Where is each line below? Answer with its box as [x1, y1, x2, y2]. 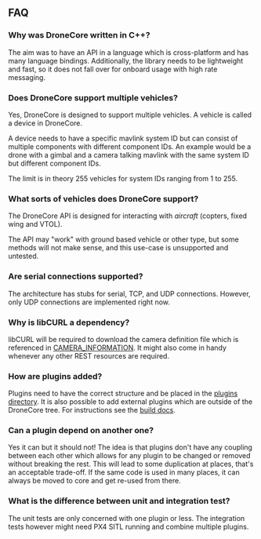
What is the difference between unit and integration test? [8, 496, 230, 507]
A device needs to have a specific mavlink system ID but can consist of [8, 133, 238, 143]
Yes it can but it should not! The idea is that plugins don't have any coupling [8, 442, 253, 452]
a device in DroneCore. [8, 118, 83, 128]
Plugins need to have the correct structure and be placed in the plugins [8, 388, 238, 399]
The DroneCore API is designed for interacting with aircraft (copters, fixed [8, 211, 248, 220]
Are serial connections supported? [8, 271, 143, 282]
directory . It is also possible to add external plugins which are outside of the [8, 397, 253, 406]
